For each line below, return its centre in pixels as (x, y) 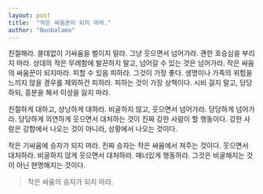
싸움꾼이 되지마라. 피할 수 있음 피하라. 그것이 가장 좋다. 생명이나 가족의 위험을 (134, 73)
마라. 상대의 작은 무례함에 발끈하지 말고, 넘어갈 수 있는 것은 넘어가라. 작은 (128, 63)
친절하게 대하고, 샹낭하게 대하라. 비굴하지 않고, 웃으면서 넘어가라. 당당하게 (121, 109)
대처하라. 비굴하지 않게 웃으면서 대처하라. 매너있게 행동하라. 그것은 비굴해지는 (126, 156)
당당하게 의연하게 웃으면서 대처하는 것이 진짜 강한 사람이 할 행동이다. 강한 (130, 119)
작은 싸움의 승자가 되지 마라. (70, 182)
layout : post (29, 15)
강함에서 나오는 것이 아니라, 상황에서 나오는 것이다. (100, 129)
